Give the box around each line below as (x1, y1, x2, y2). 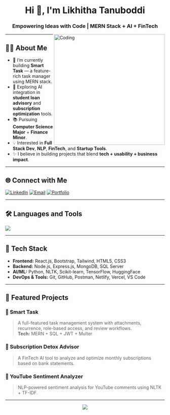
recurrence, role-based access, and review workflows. (17, 326, 132, 332)
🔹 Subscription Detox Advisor (5, 343, 79, 350)
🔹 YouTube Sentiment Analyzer (5, 373, 83, 380)
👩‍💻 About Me (5, 43, 48, 52)
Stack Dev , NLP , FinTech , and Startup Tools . (12, 146, 107, 152)
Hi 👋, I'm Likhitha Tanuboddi (25, 5, 145, 16)
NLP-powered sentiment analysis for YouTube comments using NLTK (17, 384, 162, 391)
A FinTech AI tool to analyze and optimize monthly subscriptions (17, 355, 152, 361)
